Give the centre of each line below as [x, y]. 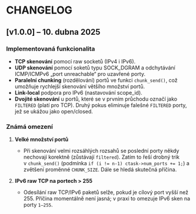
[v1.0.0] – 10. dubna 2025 [53, 32]
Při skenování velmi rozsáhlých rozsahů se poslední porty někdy [101, 151]
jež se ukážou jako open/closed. [54, 111]
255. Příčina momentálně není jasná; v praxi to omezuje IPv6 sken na [107, 199]
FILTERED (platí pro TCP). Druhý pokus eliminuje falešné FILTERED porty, [101, 105]
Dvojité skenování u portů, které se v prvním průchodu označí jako [96, 99]
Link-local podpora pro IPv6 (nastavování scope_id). [78, 92]
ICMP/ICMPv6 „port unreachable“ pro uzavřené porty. [80, 73]
